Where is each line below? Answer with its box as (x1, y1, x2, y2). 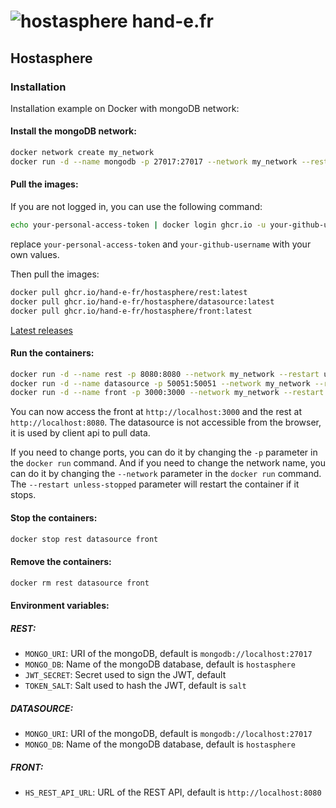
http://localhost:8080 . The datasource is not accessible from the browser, (10, 416, 322, 429)
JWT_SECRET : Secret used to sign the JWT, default (24, 669, 227, 681)
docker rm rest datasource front (10, 578, 150, 588)
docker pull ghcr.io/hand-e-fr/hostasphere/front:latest (10, 306, 253, 316)
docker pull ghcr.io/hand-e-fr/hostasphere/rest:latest (10, 287, 248, 297)
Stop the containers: (10, 511, 98, 524)
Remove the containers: (10, 556, 112, 568)
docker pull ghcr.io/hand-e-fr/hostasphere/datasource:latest (10, 296, 275, 307)
